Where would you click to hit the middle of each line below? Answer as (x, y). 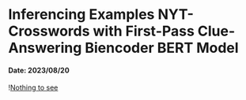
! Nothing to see (33, 87)
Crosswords (49, 31)
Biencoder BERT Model (161, 48)
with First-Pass (144, 31)
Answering (45, 48)
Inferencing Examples (81, 15)
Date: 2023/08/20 (39, 70)
